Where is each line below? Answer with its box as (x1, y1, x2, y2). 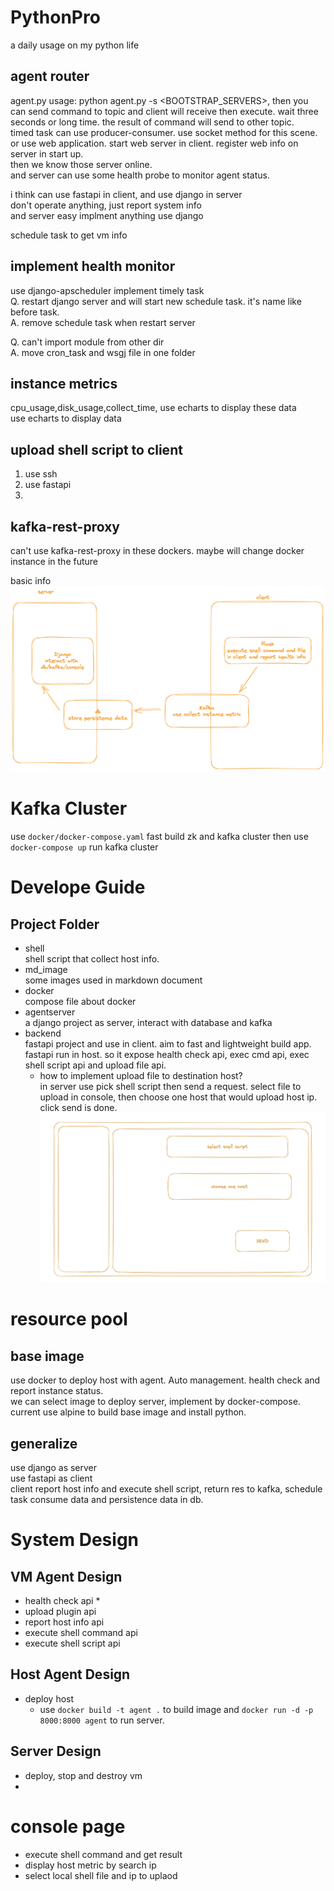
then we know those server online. (10, 158, 153, 170)
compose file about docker (24, 996, 137, 1008)
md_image (24, 964, 68, 976)
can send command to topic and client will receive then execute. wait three (10, 105, 319, 117)
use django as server (10, 1462, 98, 1474)
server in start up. (10, 147, 84, 160)
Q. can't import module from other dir (10, 336, 165, 348)
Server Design (10, 1743, 102, 1760)
